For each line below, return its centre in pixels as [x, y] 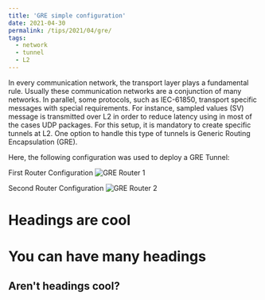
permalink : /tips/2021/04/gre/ [60, 30]
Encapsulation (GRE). [43, 142]
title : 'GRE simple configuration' [67, 16]
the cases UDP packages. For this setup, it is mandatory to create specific [130, 125]
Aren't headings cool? [64, 286]
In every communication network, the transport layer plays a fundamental [129, 82]
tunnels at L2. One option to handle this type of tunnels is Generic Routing [129, 133]
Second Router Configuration [56, 188]
